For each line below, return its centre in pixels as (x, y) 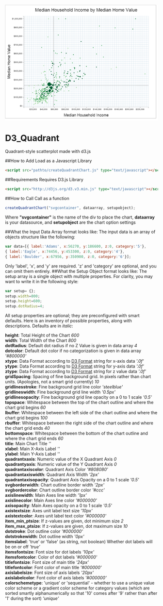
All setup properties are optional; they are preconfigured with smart (72, 316)
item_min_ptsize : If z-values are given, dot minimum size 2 (64, 521)
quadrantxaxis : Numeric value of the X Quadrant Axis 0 (61, 459)
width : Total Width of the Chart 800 (41, 340)
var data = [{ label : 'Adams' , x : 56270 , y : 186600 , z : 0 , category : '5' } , (76, 247)
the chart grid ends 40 (27, 428)
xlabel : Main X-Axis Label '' (33, 449)
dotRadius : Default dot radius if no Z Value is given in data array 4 (71, 346)
